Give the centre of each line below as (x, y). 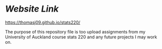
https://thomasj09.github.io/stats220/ (43, 22)
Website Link (32, 9)
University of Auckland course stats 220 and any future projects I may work (81, 37)
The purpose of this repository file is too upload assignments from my (75, 32)
